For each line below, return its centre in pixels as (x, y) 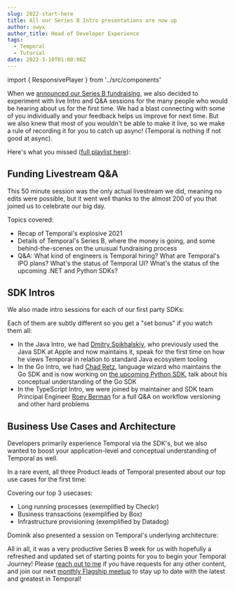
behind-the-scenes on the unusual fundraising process (97, 248)
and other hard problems (53, 404)
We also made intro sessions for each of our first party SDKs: (96, 310)
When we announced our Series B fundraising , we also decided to (103, 93)
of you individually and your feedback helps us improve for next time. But (113, 115)
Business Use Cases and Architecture (92, 426)
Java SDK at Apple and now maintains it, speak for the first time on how (121, 352)
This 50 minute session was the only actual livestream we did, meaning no (115, 191)
